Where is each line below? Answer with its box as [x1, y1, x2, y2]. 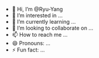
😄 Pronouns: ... [11, 40, 51, 47]
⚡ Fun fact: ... [11, 46, 45, 53]
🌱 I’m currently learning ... [11, 18, 76, 25]
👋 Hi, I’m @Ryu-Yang [11, 6, 63, 12]
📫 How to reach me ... [11, 31, 68, 38]
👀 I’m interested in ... [11, 12, 63, 19]
